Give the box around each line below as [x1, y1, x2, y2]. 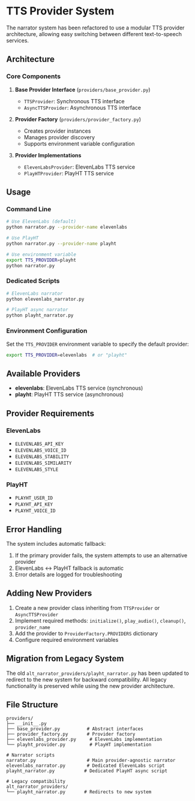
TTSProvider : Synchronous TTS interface [23, 97, 125, 104]
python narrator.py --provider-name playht [6, 240, 117, 247]
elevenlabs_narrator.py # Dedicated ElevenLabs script [6, 763, 165, 769]
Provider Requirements [6, 408, 95, 419]
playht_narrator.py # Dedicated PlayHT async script [6, 768, 168, 774]
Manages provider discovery [23, 133, 95, 141]
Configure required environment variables [14, 636, 119, 643]
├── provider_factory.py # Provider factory [6, 731, 136, 737]
